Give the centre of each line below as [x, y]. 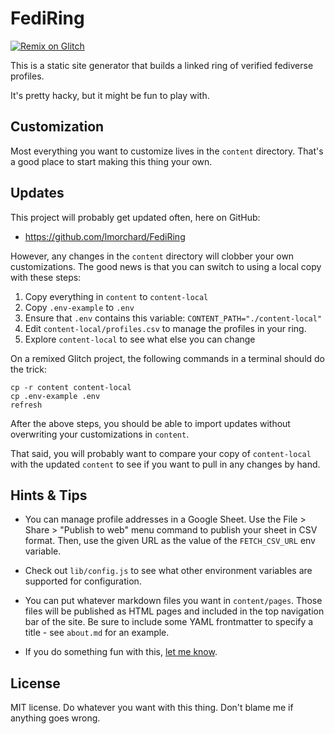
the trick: [29, 369]
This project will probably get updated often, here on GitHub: [135, 217]
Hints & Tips [49, 495]
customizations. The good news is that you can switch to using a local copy [166, 266]
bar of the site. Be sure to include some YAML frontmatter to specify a [169, 622]
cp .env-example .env [55, 396]
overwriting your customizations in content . [100, 434]
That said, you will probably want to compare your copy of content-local [161, 453]
